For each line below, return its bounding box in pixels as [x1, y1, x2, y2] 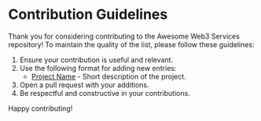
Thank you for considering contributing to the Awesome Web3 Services [8, 31, 240, 41]
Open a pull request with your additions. [19, 80, 149, 90]
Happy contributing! [8, 104, 73, 113]
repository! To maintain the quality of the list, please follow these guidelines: [8, 39, 255, 49]
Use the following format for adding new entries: [19, 63, 177, 72]
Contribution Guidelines [8, 5, 168, 24]
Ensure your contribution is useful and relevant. [19, 55, 174, 64]
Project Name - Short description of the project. [31, 71, 186, 81]
